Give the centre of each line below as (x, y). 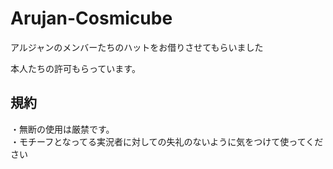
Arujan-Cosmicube (91, 18)
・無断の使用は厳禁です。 (62, 129)
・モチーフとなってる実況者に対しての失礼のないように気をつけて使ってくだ (167, 141)
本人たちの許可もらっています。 (75, 68)
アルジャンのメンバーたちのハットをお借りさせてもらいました (137, 47)
